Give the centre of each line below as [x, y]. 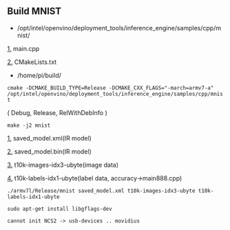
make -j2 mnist [29, 125]
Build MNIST [34, 11]
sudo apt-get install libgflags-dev [60, 209]
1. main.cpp [23, 48]
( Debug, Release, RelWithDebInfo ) [57, 112]
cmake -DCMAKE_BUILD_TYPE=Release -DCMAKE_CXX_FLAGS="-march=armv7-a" [111, 88]
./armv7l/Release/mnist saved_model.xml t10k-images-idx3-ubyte [101, 191]
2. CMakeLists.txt [32, 62]
